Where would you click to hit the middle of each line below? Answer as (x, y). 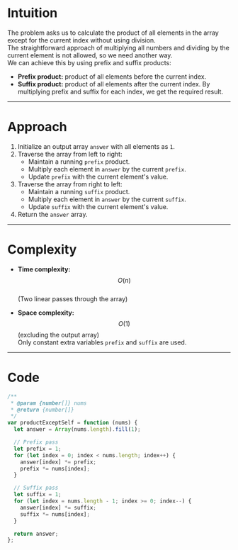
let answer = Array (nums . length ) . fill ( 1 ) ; (77, 430)
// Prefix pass (36, 442)
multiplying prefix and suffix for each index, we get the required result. (120, 91)
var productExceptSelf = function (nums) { (73, 423)
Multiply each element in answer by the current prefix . (107, 169)
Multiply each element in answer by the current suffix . (107, 199)
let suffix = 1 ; (38, 495)
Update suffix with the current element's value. (98, 206)
